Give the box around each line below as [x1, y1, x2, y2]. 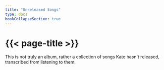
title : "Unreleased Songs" [5, 7, 61, 12]
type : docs [5, 12, 28, 17]
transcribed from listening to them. [5, 59, 76, 65]
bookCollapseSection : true [5, 16, 61, 21]
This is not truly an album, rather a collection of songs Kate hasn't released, [5, 54, 160, 60]
